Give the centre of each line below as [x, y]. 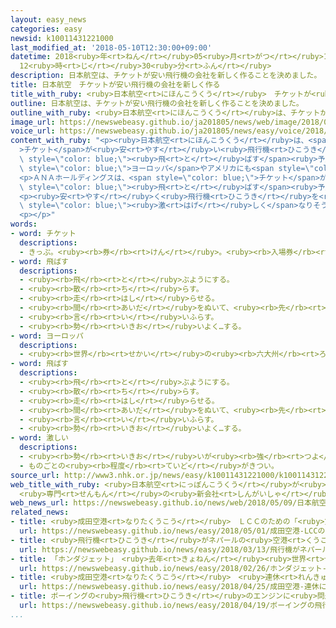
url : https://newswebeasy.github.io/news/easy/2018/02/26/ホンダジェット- [173, 568]
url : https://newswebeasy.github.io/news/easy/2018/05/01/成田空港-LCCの [172, 531]
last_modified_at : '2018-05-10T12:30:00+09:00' [111, 47]
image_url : [33, 122]
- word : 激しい [39, 438]
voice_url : [33, 131]
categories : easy [46, 29]
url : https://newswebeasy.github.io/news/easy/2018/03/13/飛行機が [159, 549]
